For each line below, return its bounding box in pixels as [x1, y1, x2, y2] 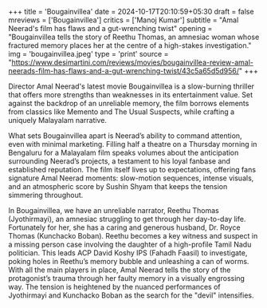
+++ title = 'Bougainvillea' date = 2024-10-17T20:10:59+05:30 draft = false [8, 7, 254, 16]
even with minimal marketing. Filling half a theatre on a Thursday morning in [8, 140, 257, 148]
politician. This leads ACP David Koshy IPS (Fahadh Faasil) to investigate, [8, 248, 248, 258]
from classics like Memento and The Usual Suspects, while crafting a [8, 107, 235, 116]
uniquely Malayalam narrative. [8, 116, 108, 124]
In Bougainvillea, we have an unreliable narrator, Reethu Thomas [8, 206, 219, 215]
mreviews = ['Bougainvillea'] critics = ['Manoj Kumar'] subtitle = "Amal [8, 15, 239, 25]
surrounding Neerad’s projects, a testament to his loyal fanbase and [8, 156, 231, 166]
